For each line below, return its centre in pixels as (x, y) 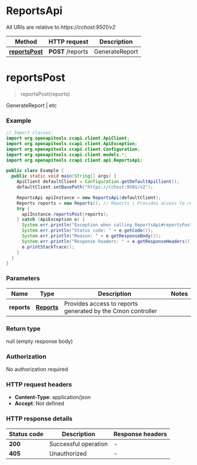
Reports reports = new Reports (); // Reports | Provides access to (101, 203)
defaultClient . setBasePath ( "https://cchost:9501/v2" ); (85, 187)
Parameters (23, 279)
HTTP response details (39, 419)
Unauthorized (68, 453)
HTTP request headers (39, 384)
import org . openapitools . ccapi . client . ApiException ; (72, 143)
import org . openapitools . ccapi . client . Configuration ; (73, 149)
